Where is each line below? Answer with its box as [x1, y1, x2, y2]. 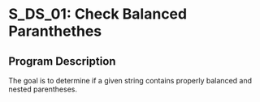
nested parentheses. [8, 84, 77, 94]
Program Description [8, 54, 116, 68]
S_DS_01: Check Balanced [8, 5, 188, 23]
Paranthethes [8, 22, 102, 40]
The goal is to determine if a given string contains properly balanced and [8, 76, 253, 85]
